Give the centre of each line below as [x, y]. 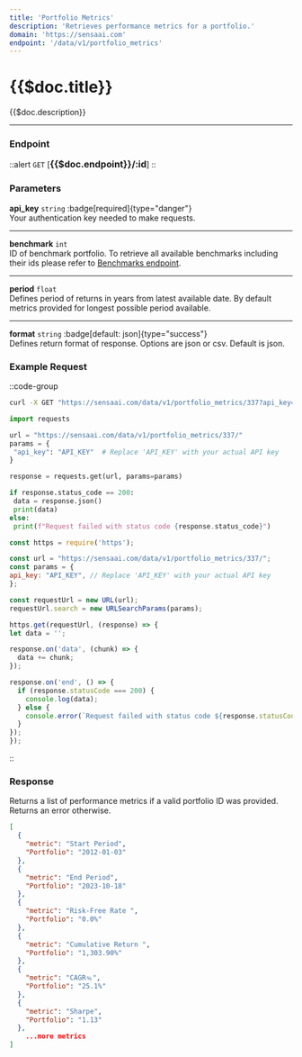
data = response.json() [58, 501]
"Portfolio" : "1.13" [64, 1020]
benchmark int [39, 243]
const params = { [42, 567]
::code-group [34, 386]
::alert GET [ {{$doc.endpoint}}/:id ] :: [83, 165]
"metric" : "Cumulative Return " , [88, 944]
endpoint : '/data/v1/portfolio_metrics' [86, 43]
